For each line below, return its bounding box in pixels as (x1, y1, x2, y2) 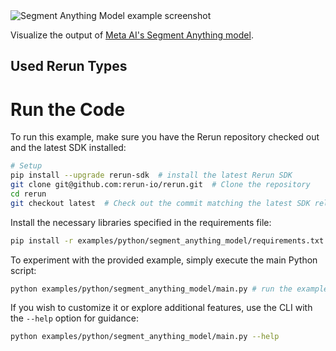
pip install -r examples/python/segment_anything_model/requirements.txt (10, 235, 325, 246)
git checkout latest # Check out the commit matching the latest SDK (10, 198, 311, 208)
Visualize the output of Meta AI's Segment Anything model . (10, 29, 254, 41)
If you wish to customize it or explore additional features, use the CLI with (10, 302, 313, 314)
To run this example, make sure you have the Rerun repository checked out (10, 131, 320, 143)
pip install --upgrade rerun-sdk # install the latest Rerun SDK (10, 170, 293, 181)
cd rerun (10, 189, 47, 199)
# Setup (10, 161, 43, 171)
